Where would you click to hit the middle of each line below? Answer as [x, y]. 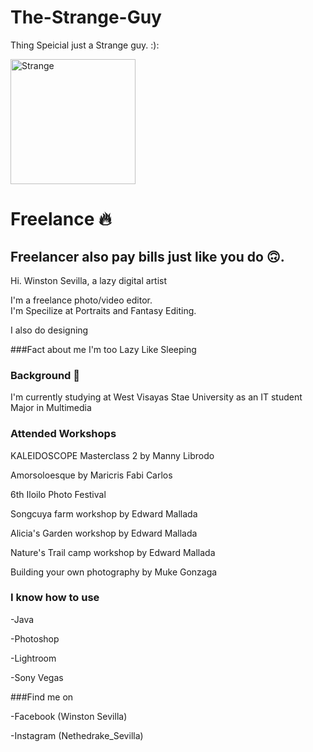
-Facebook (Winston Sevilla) [69, 716]
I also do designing [49, 330]
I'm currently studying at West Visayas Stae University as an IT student [156, 397]
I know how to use [55, 598]
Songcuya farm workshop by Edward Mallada [104, 513]
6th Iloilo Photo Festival [58, 494]
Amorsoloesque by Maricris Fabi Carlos [91, 475]
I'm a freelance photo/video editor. [81, 300]
